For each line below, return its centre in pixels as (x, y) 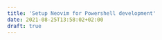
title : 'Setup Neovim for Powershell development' (82, 13)
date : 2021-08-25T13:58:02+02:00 (55, 20)
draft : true (24, 26)
